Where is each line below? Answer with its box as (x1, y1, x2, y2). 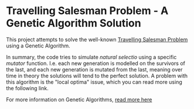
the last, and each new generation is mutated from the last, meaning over (6, 66, 183, 73)
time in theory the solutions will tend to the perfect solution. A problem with (6, 72, 188, 79)
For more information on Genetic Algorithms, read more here (6, 96, 152, 103)
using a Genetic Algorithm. (6, 42, 70, 49)
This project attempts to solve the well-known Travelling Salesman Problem (6, 36, 188, 43)
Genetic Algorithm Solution (6, 16, 142, 30)
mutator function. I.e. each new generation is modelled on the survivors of (6, 60, 186, 67)
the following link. (6, 84, 49, 91)
